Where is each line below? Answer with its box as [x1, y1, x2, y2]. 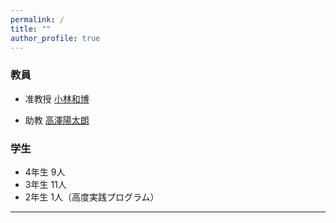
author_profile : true [10, 33, 101, 43]
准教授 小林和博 [24, 92, 90, 105]
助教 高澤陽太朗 [24, 114, 90, 126]
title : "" [10, 24, 52, 34]
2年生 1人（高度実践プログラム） [24, 191, 160, 203]
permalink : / [10, 14, 65, 25]
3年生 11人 [24, 178, 67, 190]
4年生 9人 [24, 166, 66, 178]
